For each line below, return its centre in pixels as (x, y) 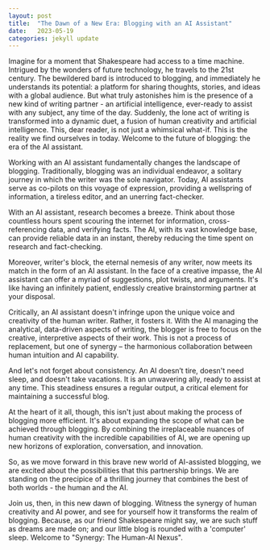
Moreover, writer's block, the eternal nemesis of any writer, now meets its (130, 262)
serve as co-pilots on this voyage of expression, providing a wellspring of (130, 188)
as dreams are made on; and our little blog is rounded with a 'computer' (127, 529)
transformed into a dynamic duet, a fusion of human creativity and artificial (133, 121)
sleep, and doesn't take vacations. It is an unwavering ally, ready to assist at (135, 379)
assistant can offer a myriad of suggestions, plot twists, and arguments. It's (133, 280)
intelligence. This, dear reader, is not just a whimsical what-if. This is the (128, 130)
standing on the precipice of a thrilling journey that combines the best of (128, 479)
